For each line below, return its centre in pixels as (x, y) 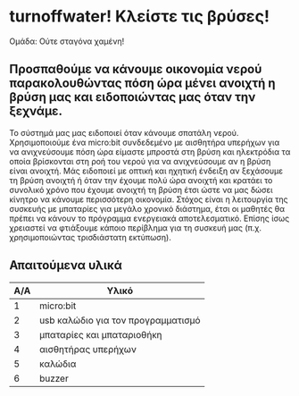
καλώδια (58, 364)
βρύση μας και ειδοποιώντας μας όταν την (133, 97)
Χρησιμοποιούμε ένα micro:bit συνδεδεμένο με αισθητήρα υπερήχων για (145, 142)
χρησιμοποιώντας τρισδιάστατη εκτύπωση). (90, 237)
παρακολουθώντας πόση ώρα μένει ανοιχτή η (142, 84)
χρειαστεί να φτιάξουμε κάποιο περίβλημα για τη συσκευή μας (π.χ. (135, 227)
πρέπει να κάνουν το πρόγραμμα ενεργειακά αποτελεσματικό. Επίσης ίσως (149, 218)
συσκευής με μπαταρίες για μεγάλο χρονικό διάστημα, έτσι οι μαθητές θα (147, 208)
